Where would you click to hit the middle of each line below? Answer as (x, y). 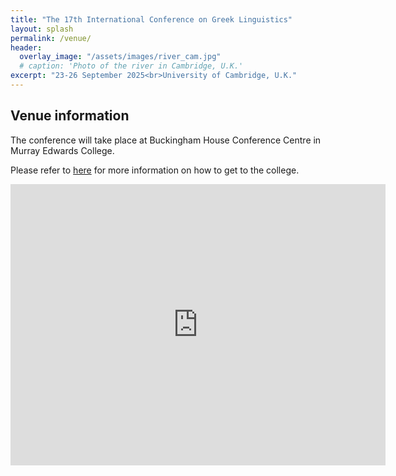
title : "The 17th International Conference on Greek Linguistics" (151, 19)
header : (26, 47)
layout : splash (42, 29)
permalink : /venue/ (51, 38)
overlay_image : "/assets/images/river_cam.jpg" (120, 57)
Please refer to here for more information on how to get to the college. (155, 170)
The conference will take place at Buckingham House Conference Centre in (166, 140)
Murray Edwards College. (62, 150)
